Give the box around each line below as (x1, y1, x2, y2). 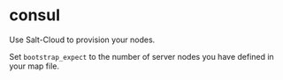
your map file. (9, 61, 60, 71)
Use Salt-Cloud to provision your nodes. (9, 34, 156, 45)
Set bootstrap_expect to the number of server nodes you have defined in (9, 51, 274, 62)
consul (9, 5, 60, 25)
